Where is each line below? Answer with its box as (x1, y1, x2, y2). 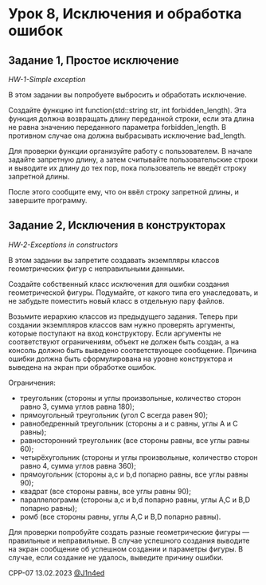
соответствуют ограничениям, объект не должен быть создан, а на (8, 336, 240, 347)
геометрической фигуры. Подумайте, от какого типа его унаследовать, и (8, 288, 259, 297)
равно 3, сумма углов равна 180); (19, 402, 135, 411)
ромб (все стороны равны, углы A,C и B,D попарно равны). (19, 512, 221, 521)
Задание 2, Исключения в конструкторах (8, 218, 226, 232)
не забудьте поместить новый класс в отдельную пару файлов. (8, 296, 225, 305)
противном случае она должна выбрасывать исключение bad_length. (8, 131, 247, 140)
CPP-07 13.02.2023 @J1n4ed (8, 567, 105, 578)
